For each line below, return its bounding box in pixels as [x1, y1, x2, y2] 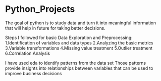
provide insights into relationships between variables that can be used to [5, 65, 154, 71]
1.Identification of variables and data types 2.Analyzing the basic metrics [5, 40, 154, 45]
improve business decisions [5, 70, 62, 76]
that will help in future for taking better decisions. [5, 25, 106, 31]
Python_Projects [5, 3, 75, 15]
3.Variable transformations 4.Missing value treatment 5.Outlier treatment [5, 45, 153, 51]
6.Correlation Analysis [5, 50, 51, 56]
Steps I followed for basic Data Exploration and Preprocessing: [5, 35, 133, 40]
